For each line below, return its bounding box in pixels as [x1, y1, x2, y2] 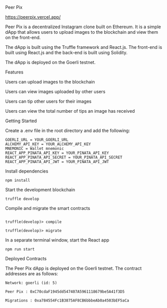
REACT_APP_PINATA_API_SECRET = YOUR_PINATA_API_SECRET [5, 155, 123, 160]
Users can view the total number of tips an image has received [5, 108, 135, 114]
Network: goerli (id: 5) [5, 280, 57, 285]
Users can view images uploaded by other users [5, 89, 106, 95]
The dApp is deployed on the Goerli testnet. [5, 59, 96, 65]
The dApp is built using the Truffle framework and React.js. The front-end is [5, 44, 162, 50]
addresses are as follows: [5, 271, 58, 276]
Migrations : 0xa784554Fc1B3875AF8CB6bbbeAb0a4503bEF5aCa [5, 298, 129, 303]
